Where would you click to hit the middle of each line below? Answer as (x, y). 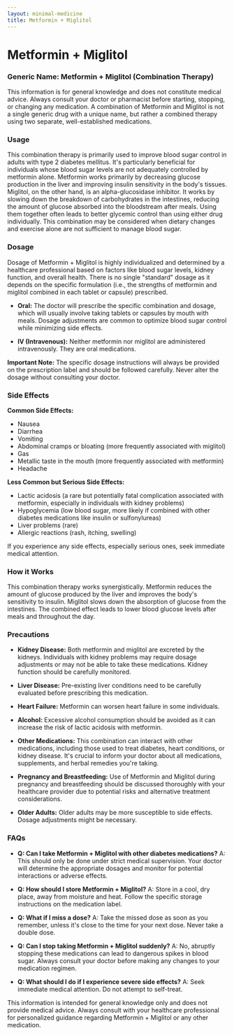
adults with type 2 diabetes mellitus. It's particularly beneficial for (101, 162)
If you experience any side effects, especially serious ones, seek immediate (116, 546)
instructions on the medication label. (70, 904)
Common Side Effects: (41, 410)
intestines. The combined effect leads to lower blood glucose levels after (112, 609)
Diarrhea (30, 431)
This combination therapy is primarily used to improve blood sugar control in (117, 155)
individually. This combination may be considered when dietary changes (111, 221)
